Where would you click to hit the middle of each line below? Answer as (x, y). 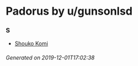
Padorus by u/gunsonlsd (69, 11)
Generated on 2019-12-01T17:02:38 (50, 58)
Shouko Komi (31, 43)
